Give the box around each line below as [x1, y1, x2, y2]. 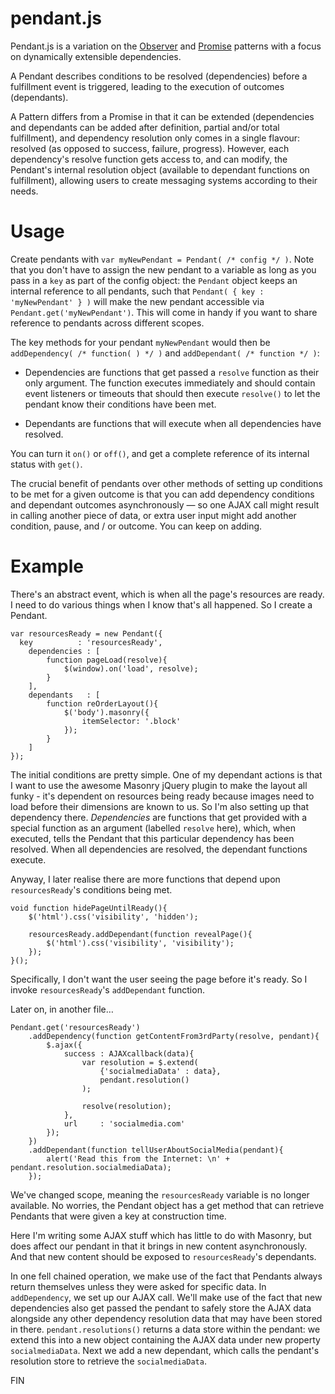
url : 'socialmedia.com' [63, 1118, 186, 1129]
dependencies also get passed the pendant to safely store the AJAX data [10, 1302, 312, 1314]
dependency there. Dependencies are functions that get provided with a [10, 811, 308, 823]
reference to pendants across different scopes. [10, 317, 205, 329]
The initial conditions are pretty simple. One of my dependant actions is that [10, 768, 323, 781]
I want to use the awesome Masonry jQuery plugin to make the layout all [10, 779, 308, 791]
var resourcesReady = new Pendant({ [10, 628, 163, 639]
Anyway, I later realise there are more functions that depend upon [10, 873, 281, 885]
